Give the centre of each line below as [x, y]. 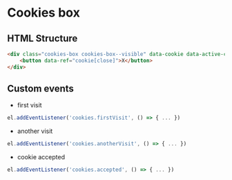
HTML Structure [42, 38]
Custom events [41, 89]
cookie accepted [41, 157]
